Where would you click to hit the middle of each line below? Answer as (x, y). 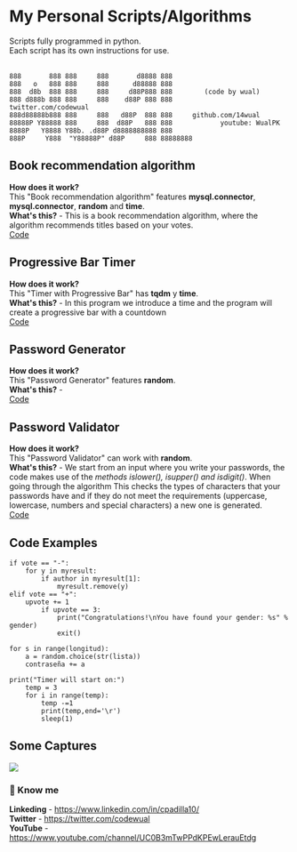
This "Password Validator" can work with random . (101, 458)
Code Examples (53, 543)
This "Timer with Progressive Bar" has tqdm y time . (104, 293)
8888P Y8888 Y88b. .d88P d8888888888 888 (91, 131)
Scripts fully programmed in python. (75, 41)
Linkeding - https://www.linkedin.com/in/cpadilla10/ (104, 809)
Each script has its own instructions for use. (89, 50)
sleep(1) (57, 719)
